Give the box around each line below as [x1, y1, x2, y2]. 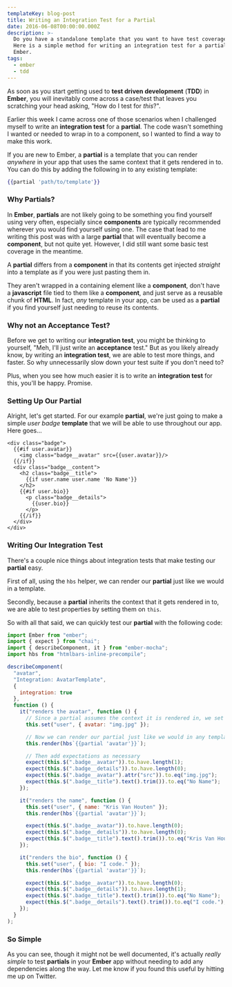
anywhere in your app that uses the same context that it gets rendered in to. [7, 157, 223, 166]
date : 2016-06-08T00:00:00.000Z [7, 23, 100, 30]
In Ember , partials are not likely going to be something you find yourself [7, 210, 213, 218]
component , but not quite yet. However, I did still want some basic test [7, 240, 209, 248]
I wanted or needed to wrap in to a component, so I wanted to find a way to [7, 129, 221, 138]
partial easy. [7, 564, 43, 572]
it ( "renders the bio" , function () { [19, 854, 128, 861]
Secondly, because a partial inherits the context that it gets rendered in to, [7, 597, 220, 606]
